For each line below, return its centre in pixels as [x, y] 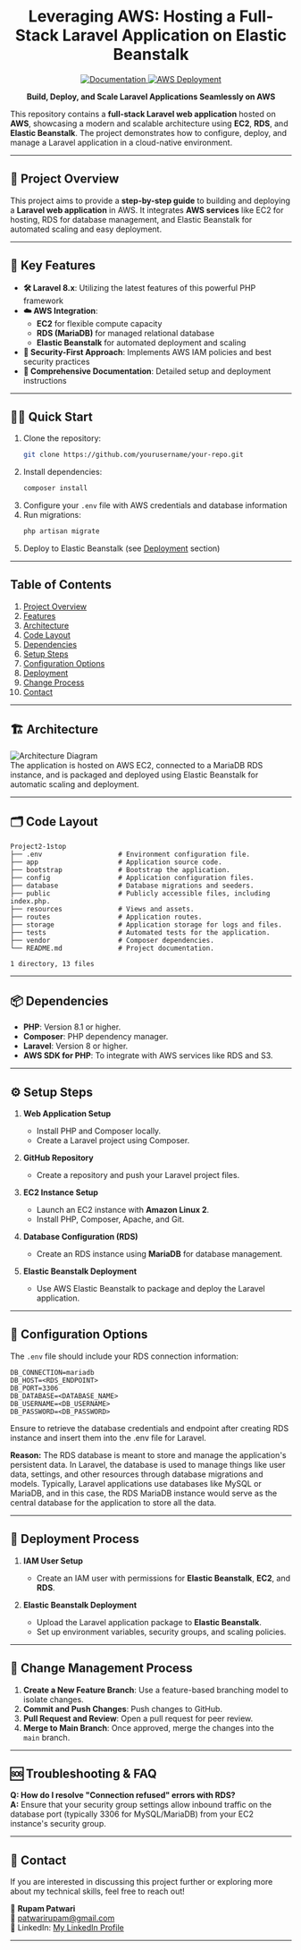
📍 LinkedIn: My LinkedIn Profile [67, 1928]
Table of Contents [61, 585]
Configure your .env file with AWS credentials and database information [155, 505]
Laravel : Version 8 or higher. [75, 1046]
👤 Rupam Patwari [43, 1909]
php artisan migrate [61, 531]
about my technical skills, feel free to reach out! [98, 1891]
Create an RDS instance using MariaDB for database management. [159, 1254]
